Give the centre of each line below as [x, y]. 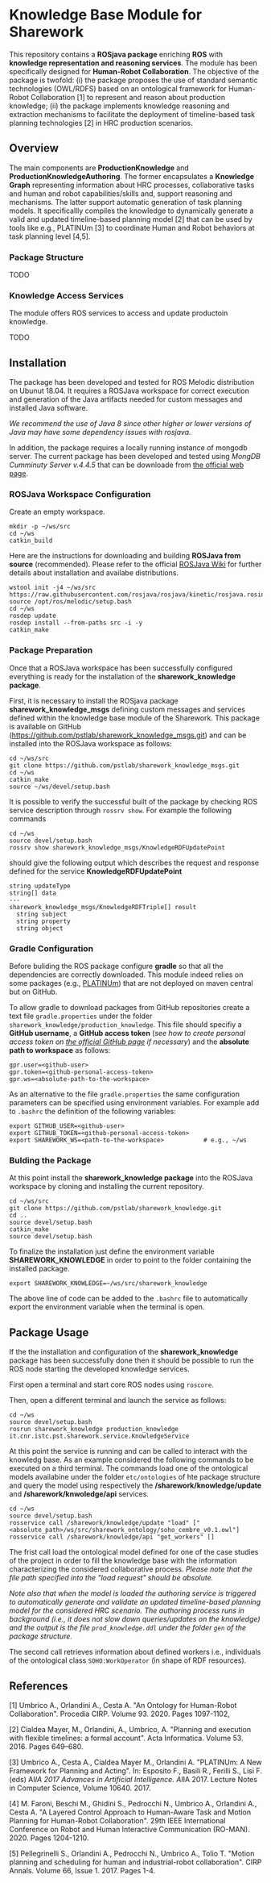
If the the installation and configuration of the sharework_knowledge [124, 1352]
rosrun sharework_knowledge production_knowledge [94, 1430]
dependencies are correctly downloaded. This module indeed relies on [126, 975]
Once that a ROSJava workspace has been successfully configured [121, 668]
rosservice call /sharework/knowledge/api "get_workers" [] [112, 1537]
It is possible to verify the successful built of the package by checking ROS [133, 801]
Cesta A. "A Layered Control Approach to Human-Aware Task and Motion [130, 1812]
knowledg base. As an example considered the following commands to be [131, 1460]
